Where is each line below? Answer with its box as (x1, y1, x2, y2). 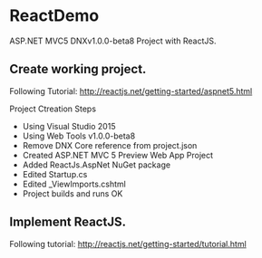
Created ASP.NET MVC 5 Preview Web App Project (22, 149, 214, 160)
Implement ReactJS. (9, 215, 127, 230)
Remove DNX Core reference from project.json (22, 139, 198, 150)
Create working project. (9, 62, 147, 77)
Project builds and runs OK (22, 187, 123, 199)
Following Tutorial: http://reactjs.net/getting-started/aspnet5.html (9, 85, 253, 96)
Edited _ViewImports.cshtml (22, 178, 127, 189)
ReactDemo (9, 5, 100, 26)
